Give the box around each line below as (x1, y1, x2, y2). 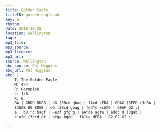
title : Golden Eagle (5, 7, 49, 13)
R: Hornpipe (14, 86, 39, 92)
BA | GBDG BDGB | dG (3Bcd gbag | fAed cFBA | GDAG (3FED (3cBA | (14, 101, 156, 106)
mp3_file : (5, 40, 26, 45)
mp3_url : (5, 54, 24, 59)
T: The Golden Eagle (14, 77, 57, 82)
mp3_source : (5, 45, 30, 50)
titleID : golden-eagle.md (5, 12, 59, 17)
